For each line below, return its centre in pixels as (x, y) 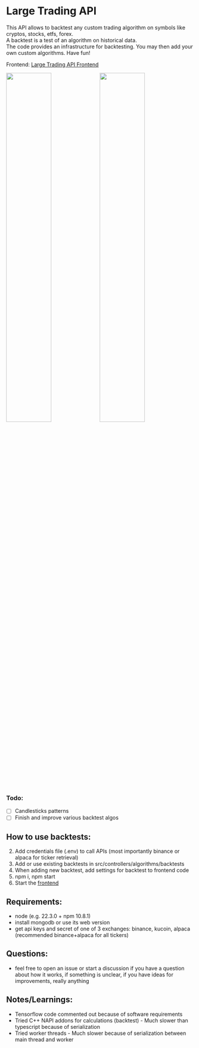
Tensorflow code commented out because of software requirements (99, 1014)
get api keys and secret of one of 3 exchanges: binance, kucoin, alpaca (102, 929)
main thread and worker (44, 1039)
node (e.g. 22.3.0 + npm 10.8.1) (53, 916)
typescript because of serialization (57, 1027)
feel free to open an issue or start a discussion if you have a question (99, 968)
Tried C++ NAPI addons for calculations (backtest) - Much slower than (102, 1020)
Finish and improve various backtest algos (67, 818)
